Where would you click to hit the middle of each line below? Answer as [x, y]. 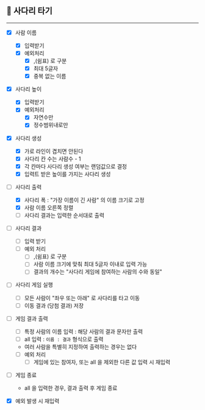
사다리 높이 [28, 89]
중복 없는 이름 [50, 76]
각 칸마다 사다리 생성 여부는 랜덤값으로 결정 [75, 166]
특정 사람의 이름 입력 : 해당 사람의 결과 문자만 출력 [84, 331]
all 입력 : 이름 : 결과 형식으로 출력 [64, 339]
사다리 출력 [28, 187]
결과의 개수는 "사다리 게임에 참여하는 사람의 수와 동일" [98, 272]
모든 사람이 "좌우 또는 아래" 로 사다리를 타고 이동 [82, 298]
